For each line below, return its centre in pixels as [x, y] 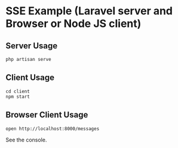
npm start [18, 97]
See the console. [26, 140]
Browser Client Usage [47, 115]
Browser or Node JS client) [73, 24]
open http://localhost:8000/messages [53, 129]
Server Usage [32, 46]
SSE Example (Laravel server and [89, 11]
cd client [18, 91]
